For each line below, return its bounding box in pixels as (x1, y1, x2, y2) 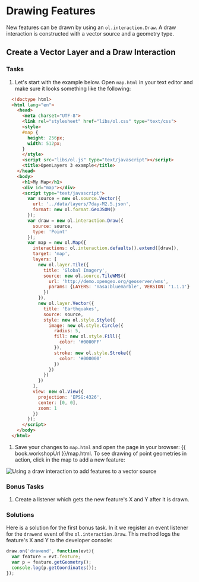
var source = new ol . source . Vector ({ (27, 196, 121, 202)
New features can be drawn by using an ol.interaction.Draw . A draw (6, 24, 176, 31)
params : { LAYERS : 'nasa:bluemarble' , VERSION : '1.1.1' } (48, 284, 190, 290)
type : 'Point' (32, 228, 68, 235)
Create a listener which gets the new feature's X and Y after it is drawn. (14, 496, 189, 503)
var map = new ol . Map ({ (27, 240, 86, 246)
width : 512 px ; (27, 141, 62, 147)
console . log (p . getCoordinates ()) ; (11, 565, 97, 571)
